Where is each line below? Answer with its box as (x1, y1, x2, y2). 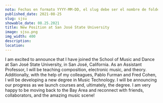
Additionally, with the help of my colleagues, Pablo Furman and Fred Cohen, (5, 72, 157, 77)
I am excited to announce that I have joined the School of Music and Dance (5, 56, 155, 62)
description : (5, 39, 32, 44)
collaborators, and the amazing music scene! (5, 92, 95, 98)
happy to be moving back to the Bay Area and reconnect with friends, (5, 87, 144, 93)
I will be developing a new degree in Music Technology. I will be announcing (5, 77, 157, 83)
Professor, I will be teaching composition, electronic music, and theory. (5, 66, 147, 73)
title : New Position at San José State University (5, 25, 110, 30)
